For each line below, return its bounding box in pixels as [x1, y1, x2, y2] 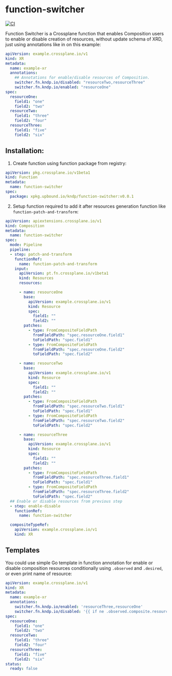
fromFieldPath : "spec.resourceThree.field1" [32, 475, 130, 480]
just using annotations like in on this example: [5, 41, 101, 47]
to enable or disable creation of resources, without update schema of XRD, [5, 36, 163, 42]
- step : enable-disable [10, 503, 60, 508]
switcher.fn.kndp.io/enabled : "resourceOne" [14, 85, 111, 90]
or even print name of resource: [5, 570, 73, 577]
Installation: [5, 147, 45, 155]
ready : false [10, 666, 38, 671]
